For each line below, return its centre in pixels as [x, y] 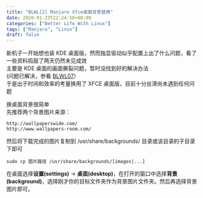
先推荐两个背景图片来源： [39, 112]
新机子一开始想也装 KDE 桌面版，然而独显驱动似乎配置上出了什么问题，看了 [102, 53]
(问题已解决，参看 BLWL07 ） [43, 76]
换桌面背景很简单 [28, 104]
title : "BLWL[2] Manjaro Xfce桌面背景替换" [60, 12]
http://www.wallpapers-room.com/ [49, 129]
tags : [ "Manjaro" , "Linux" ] [42, 29]
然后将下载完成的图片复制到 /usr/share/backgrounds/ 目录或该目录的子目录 [101, 141]
